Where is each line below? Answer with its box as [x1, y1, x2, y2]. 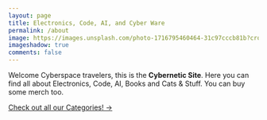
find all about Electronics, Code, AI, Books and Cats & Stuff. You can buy [8, 79, 246, 88]
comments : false [8, 48, 62, 56]
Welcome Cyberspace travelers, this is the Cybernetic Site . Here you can [8, 71, 250, 79]
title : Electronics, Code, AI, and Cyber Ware [8, 19, 165, 27]
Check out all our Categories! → [8, 103, 113, 112]
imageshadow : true [8, 41, 69, 49]
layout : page [8, 11, 52, 20]
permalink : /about [8, 26, 69, 34]
